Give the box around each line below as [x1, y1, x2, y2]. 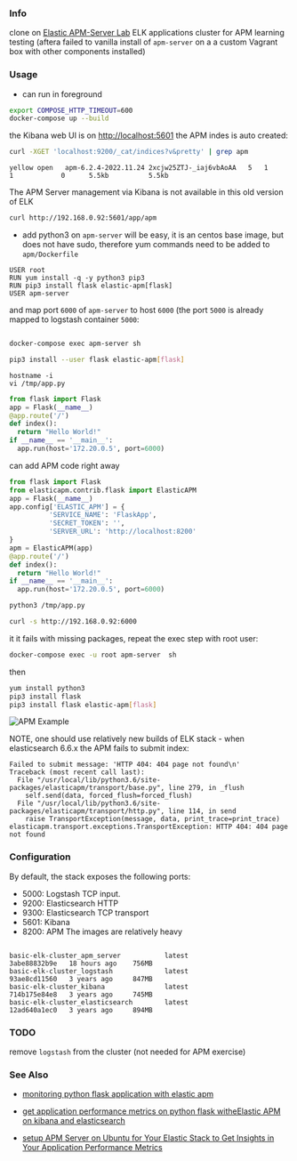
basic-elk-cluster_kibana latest [9, 982, 189, 991]
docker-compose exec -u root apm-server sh [9, 650, 177, 659]
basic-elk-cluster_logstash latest [9, 966, 189, 976]
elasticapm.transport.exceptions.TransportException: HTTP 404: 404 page [9, 822, 289, 832]
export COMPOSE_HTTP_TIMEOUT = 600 [9, 106, 133, 115]
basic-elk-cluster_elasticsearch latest [9, 997, 189, 1007]
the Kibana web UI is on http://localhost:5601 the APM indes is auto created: [9, 130, 289, 141]
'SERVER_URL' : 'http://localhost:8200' [48, 528, 197, 536]
